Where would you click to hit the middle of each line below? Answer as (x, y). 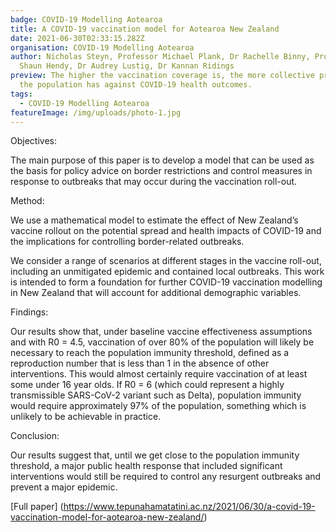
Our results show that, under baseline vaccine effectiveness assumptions (161, 332)
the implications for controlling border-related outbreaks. (127, 242)
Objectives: (33, 141)
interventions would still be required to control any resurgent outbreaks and (166, 477)
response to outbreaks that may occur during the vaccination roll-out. (154, 182)
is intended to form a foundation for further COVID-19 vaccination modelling (166, 282)
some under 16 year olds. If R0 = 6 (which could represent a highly (147, 385)
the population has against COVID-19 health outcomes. (136, 85)
